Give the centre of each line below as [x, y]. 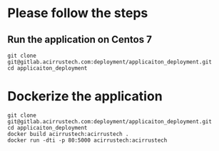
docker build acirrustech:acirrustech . [68, 134]
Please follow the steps [78, 13]
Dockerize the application [85, 97]
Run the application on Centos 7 [80, 40]
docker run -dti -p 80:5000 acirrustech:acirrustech [87, 140]
